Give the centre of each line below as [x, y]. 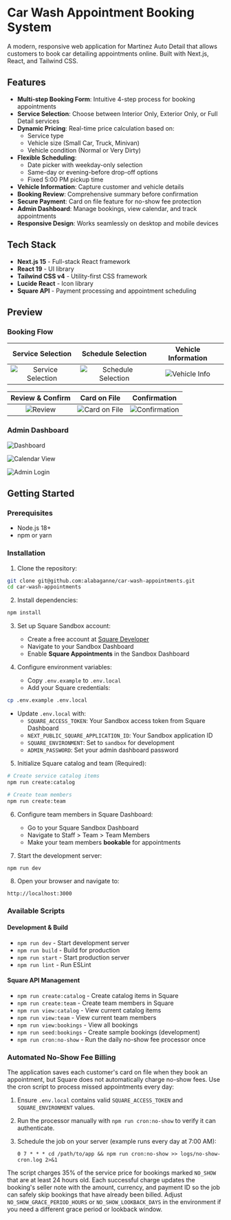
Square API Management [44, 980]
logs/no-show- [201, 1154]
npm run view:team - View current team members [87, 1017]
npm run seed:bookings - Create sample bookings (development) [109, 1032]
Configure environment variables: [64, 667]
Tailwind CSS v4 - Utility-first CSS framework [82, 276]
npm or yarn [34, 535]
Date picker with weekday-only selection [85, 165]
